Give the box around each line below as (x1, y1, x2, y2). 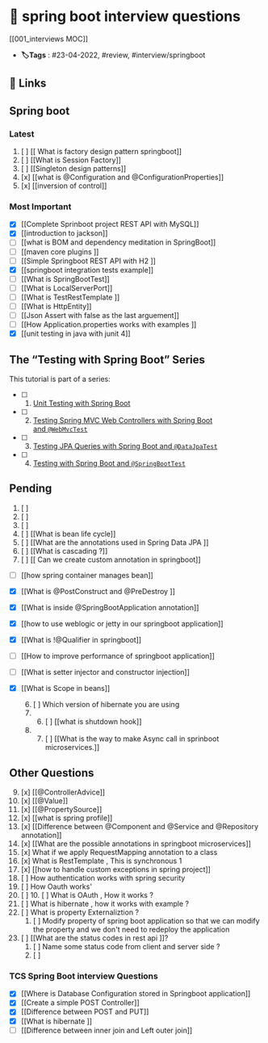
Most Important (9, 201, 72, 212)
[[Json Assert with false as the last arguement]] (20, 310, 180, 320)
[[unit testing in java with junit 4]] (20, 329, 132, 338)
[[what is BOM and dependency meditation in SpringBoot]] (20, 237, 216, 247)
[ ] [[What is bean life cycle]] (20, 529, 116, 538)
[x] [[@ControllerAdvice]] (20, 787, 106, 798)
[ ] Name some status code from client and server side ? (32, 942, 220, 952)
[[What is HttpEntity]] (20, 301, 92, 311)
